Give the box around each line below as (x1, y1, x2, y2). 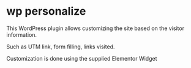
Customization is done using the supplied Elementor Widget (6, 55, 157, 62)
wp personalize (6, 4, 86, 18)
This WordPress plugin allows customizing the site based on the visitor (6, 25, 185, 32)
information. (6, 31, 37, 38)
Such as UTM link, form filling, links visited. (6, 43, 115, 50)
